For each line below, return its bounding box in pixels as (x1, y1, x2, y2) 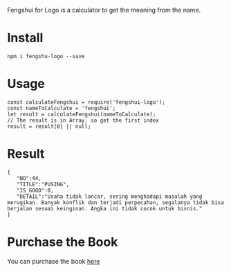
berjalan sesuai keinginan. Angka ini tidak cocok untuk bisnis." (7, 205, 203, 212)
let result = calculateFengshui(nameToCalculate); (7, 111, 156, 118)
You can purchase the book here (7, 257, 100, 265)
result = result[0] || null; (7, 123, 91, 130)
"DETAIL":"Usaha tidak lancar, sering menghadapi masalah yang (16, 193, 203, 200)
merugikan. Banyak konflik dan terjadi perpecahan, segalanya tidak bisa (7, 199, 225, 206)
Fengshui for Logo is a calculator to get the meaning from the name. (7, 6, 201, 14)
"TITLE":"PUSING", (16, 181, 70, 188)
